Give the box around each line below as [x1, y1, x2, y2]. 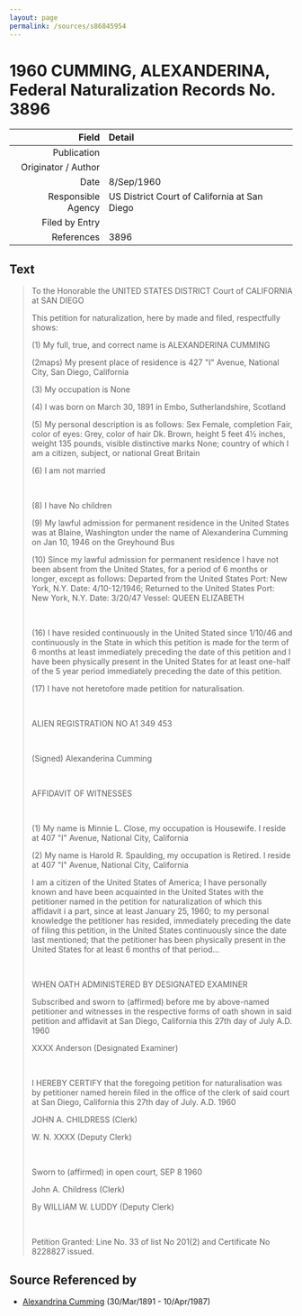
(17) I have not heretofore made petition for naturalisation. [31, 683, 245, 694]
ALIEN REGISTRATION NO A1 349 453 [31, 718, 173, 729]
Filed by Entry [41, 216, 101, 229]
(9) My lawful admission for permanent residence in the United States [31, 517, 289, 528]
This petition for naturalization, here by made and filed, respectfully [31, 313, 281, 324]
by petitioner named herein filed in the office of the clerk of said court [31, 1087, 290, 1098]
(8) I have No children [31, 500, 112, 511]
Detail [108, 132, 135, 144]
